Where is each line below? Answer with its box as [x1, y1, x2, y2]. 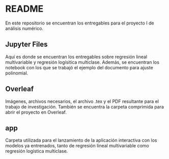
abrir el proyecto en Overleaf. [5, 109, 67, 115]
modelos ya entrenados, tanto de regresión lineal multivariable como [5, 143, 149, 149]
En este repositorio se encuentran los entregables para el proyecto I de [5, 20, 154, 26]
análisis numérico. [5, 25, 44, 31]
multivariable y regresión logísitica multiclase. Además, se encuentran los [5, 59, 159, 65]
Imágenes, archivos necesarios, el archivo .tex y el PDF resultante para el [5, 98, 159, 104]
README [5, 3, 44, 15]
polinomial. [5, 70, 29, 76]
